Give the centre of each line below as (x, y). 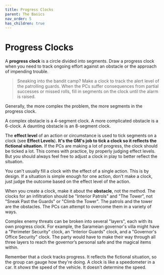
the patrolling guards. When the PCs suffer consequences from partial (88, 86)
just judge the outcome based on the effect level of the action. (68, 181)
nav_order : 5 (18, 19)
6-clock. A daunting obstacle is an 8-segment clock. (58, 126)
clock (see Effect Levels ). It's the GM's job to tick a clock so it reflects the (81, 141)
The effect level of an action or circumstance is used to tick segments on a (81, 136)
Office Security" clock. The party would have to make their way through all (80, 237)
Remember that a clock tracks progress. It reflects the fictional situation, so (81, 257)
